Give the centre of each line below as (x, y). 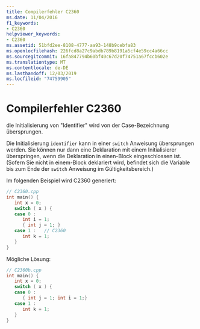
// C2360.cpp (23, 192)
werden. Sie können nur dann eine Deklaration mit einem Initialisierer (91, 150)
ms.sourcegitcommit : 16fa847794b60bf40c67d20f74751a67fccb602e (87, 57)
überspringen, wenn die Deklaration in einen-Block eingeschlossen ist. (94, 156)
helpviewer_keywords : (33, 34)
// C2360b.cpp (24, 270)
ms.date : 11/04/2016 (32, 17)
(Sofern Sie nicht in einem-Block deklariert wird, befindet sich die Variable (98, 162)
